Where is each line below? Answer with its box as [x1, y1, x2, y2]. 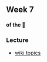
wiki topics [14, 50, 41, 57]
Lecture [6, 35, 29, 44]
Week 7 [6, 5, 34, 15]
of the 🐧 [6, 21, 26, 28]
